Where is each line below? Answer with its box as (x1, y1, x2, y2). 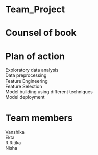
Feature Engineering (5, 78, 48, 84)
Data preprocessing (5, 72, 47, 79)
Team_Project (5, 4, 65, 15)
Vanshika (5, 129, 24, 135)
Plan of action (5, 50, 65, 62)
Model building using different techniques (5, 89, 93, 95)
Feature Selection (5, 83, 42, 90)
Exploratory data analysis (5, 67, 59, 73)
